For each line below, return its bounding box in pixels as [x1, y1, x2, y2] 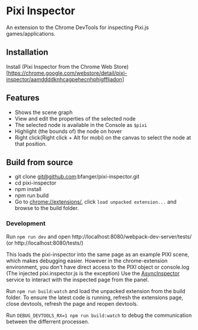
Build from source [6, 157, 73, 167]
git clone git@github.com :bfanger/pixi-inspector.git [14, 173, 140, 180]
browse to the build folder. [14, 205, 79, 212]
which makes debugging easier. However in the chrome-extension [6, 257, 168, 264]
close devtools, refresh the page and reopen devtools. [6, 300, 138, 307]
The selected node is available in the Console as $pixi [14, 121, 148, 128]
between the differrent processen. [6, 318, 90, 325]
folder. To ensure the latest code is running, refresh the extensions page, [6, 294, 183, 301]
